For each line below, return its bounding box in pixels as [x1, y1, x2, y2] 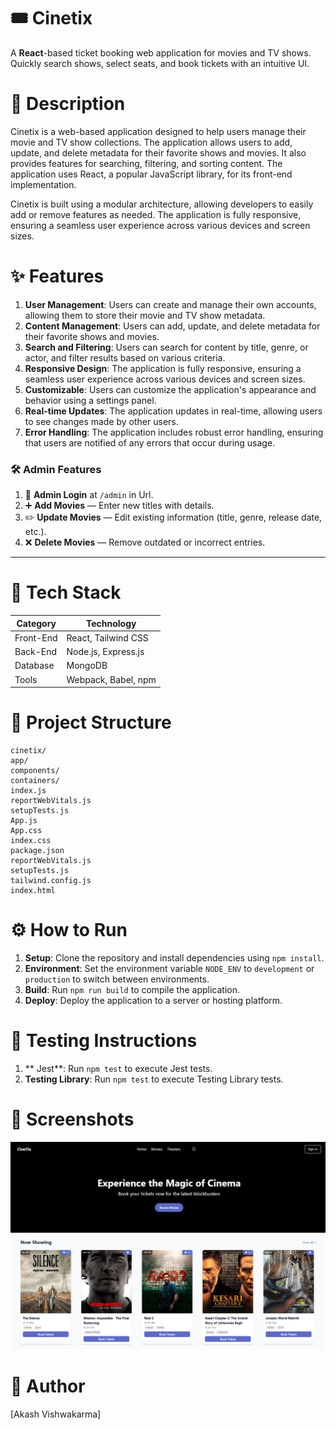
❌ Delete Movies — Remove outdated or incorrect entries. [24, 536, 266, 549]
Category [16, 617, 57, 629]
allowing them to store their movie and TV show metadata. [24, 309, 266, 321]
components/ [10, 765, 60, 775]
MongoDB [66, 660, 108, 672]
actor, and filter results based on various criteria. [24, 351, 226, 364]
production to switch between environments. [24, 973, 210, 985]
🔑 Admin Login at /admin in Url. [24, 489, 154, 501]
